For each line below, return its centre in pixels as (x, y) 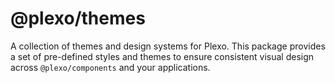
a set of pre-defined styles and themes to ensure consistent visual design (162, 56)
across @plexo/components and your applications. (110, 67)
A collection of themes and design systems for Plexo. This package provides (168, 46)
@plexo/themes (78, 18)
